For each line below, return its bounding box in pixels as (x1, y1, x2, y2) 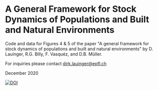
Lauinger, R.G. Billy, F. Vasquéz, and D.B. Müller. (5, 51, 103, 57)
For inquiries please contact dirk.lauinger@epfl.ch (5, 60, 107, 66)
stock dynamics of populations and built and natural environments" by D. (5, 46, 153, 52)
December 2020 (5, 70, 39, 76)
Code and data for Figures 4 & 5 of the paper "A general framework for (5, 40, 149, 46)
